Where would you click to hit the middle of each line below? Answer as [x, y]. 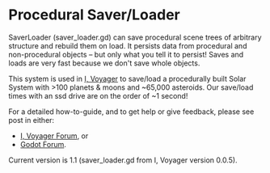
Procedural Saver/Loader [94, 15]
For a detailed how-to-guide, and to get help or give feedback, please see [131, 112]
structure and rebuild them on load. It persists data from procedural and [128, 45]
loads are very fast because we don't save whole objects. [104, 63]
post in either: [32, 120]
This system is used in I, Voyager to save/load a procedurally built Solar [127, 78]
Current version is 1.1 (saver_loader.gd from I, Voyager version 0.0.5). [123, 160]
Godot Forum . [43, 144]
